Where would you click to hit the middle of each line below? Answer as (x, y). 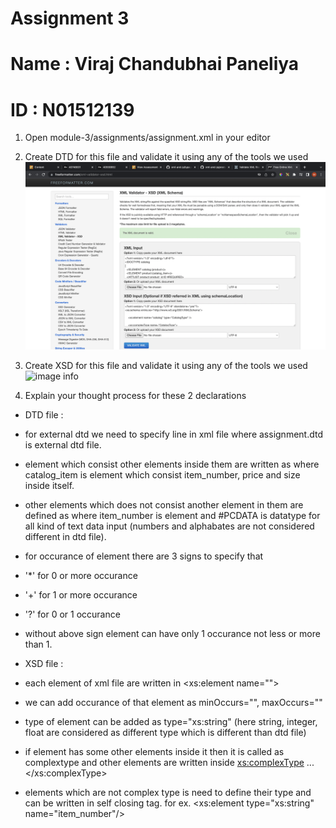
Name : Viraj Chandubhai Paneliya (155, 64)
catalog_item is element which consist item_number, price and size (162, 475)
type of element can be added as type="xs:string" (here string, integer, (171, 722)
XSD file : (44, 664)
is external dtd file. (63, 445)
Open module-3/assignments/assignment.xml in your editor (147, 138)
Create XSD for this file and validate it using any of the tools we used (166, 366)
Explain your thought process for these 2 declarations (135, 396)
